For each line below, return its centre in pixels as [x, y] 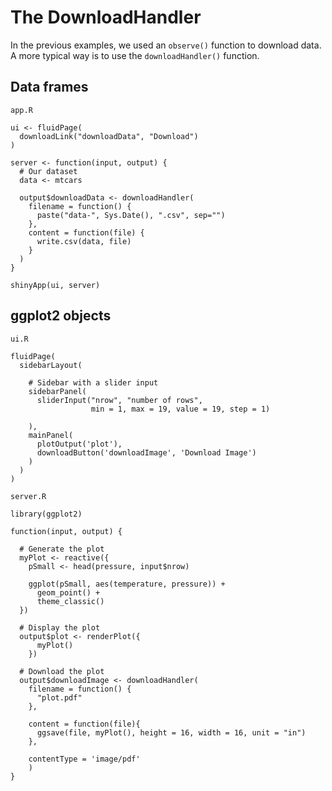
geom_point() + [68, 592]
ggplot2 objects [61, 316]
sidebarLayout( [51, 365]
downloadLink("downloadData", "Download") [109, 136]
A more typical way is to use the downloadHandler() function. [135, 55]
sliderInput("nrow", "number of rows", [119, 400]
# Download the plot [62, 671]
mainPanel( [51, 435]
